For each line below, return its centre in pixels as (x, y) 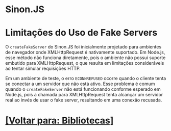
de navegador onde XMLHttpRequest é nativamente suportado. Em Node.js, (85, 53)
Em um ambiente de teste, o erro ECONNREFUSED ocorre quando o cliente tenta (86, 78)
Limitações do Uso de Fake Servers (81, 33)
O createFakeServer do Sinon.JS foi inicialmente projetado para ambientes (83, 47)
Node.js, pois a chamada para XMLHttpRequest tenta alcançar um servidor (84, 95)
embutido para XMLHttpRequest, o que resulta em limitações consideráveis (85, 63)
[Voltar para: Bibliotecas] (59, 121)
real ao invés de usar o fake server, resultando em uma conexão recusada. (84, 100)
